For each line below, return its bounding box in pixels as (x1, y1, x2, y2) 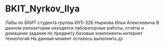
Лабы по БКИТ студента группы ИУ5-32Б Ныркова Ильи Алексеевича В (5, 19, 159, 25)
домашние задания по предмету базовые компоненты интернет (5, 30, 143, 36)
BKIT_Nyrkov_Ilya (5, 3, 80, 14)
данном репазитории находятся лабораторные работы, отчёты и (5, 24, 144, 30)
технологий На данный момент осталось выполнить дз (5, 35, 123, 41)
